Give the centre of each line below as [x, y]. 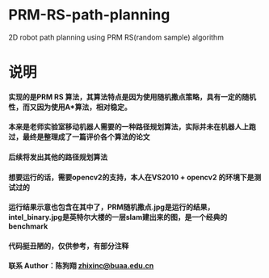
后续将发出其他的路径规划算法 [58, 157]
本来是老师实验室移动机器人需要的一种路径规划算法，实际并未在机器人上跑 [132, 127]
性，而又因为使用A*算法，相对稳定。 [70, 107]
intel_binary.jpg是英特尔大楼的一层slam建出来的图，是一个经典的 [118, 217]
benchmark [28, 226]
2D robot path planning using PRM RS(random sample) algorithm [116, 37]
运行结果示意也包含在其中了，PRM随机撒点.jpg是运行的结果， [111, 207]
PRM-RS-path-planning [89, 15]
